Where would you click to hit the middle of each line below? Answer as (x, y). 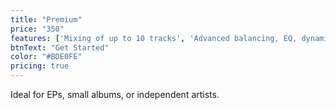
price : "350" (37, 29)
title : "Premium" (46, 19)
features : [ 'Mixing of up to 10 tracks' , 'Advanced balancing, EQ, (154, 38)
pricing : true (40, 66)
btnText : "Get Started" (60, 47)
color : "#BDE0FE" (46, 57)
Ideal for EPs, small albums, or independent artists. (115, 94)
